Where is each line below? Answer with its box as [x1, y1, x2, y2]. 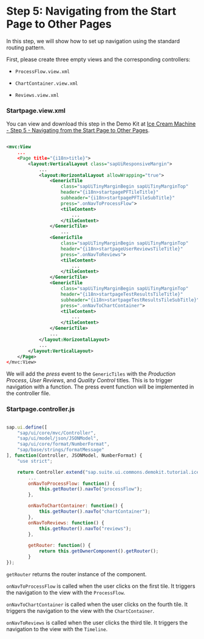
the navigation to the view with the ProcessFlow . [6, 588, 126, 596]
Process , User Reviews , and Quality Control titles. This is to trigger [6, 377, 173, 384]
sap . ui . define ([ [6, 424, 47, 430]
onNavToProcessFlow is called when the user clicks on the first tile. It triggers [6, 582, 195, 590]
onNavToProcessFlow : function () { [28, 480, 115, 487]
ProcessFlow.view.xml [15, 68, 70, 74]
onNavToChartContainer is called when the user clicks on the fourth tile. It [6, 601, 188, 608]
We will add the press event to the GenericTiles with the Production [6, 370, 176, 377]
